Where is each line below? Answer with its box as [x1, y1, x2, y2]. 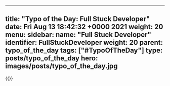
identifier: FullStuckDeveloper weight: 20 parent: [5, 38, 163, 47]
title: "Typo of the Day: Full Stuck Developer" [5, 15, 150, 23]
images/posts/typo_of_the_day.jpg [5, 62, 118, 70]
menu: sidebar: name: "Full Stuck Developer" [5, 31, 152, 39]
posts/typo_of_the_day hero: [5, 54, 98, 63]
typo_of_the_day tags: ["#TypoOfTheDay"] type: [5, 46, 163, 55]
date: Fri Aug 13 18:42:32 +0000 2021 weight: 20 [5, 23, 163, 31]
